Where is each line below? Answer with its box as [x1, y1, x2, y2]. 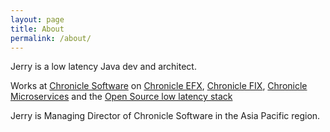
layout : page [10, 14, 65, 25]
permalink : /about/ [10, 33, 92, 43]
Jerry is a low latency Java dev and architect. [10, 61, 197, 73]
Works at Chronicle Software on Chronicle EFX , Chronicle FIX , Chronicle [10, 80, 308, 92]
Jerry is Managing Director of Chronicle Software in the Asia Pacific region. [10, 110, 321, 122]
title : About [10, 24, 65, 34]
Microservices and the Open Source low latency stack [10, 91, 233, 103]
